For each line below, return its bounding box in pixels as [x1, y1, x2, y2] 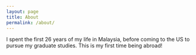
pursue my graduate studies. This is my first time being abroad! [6, 42, 163, 49]
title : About [6, 14, 39, 20]
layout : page [6, 8, 39, 15]
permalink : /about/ [6, 20, 55, 25]
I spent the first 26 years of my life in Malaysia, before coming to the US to [6, 36, 190, 43]
